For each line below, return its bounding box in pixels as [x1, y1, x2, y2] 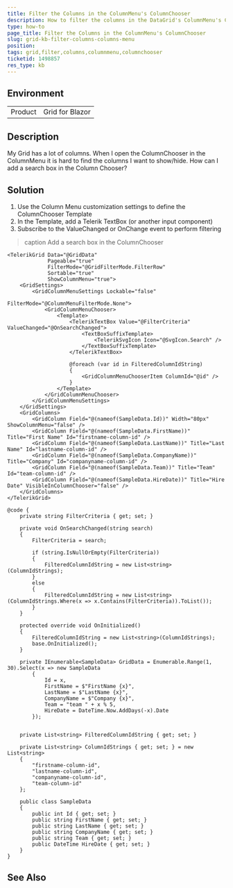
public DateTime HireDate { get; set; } [32, 841, 150, 848]
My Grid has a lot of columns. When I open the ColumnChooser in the [7, 149, 206, 158]
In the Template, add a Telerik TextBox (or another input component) [17, 217, 213, 226]
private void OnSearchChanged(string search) [19, 525, 154, 532]
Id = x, [44, 677, 67, 684]
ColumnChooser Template [17, 210, 92, 219]
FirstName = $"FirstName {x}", [44, 683, 135, 690]
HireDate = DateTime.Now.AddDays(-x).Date [44, 707, 169, 714]
